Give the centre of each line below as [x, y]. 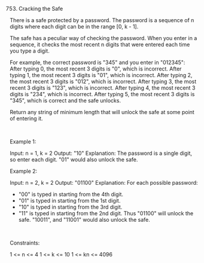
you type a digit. [30, 51]
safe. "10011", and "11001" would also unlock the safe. [84, 220]
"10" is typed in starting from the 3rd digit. [70, 207]
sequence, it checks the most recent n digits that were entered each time [100, 45]
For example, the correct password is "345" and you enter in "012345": [98, 62]
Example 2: [24, 171]
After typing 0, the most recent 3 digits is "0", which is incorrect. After [96, 69]
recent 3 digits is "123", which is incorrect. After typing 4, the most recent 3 [103, 88]
